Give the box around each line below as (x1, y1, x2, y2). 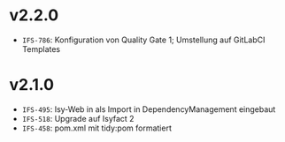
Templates (21, 43, 60, 54)
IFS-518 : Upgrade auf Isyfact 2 (21, 113, 135, 123)
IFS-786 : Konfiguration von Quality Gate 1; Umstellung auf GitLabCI (21, 34, 266, 45)
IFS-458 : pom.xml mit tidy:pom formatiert (21, 123, 173, 133)
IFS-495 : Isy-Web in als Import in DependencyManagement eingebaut (21, 103, 276, 115)
